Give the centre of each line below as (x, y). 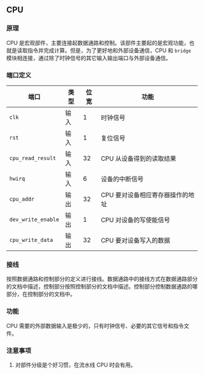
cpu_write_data (31, 240)
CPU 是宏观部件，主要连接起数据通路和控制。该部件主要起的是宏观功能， (98, 42)
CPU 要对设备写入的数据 (136, 240)
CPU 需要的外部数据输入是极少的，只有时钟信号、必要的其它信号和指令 (95, 326)
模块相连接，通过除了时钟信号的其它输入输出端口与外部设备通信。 (89, 58)
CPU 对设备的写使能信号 (136, 219)
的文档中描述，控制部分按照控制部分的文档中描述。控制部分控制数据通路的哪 (102, 287)
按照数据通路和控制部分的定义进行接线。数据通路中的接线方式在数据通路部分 (102, 279)
